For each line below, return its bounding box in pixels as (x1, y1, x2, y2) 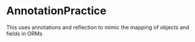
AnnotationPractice (6, 4, 107, 18)
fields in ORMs (6, 30, 43, 37)
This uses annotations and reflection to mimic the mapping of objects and (6, 24, 190, 31)
